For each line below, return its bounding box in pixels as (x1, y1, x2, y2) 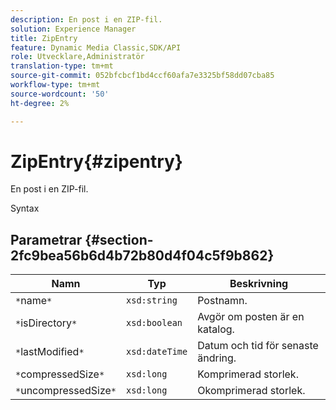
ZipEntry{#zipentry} (10, 150, 183, 173)
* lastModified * (15, 345, 85, 359)
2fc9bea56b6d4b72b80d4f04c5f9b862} (10, 247, 275, 264)
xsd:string (126, 295, 178, 306)
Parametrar (10, 231, 83, 248)
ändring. (197, 351, 237, 365)
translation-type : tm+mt (10, 61, 114, 71)
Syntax (10, 202, 40, 215)
